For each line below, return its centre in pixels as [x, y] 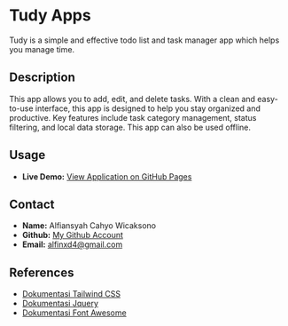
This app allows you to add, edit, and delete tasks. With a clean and [132, 99]
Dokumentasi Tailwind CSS [71, 294]
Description [42, 78]
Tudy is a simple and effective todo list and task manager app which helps [144, 40]
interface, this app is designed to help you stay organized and [148, 108]
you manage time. [42, 49]
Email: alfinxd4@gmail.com [72, 244]
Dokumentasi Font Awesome [74, 313]
